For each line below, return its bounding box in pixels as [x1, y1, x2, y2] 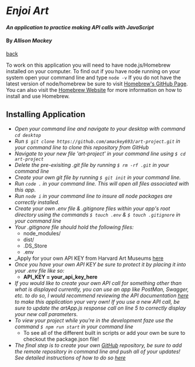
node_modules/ [23, 229, 61, 236]
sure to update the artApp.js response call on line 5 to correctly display [14, 304, 186, 311]
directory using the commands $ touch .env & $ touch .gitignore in [14, 211, 181, 218]
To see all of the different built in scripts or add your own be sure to [23, 329, 186, 336]
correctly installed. [14, 198, 60, 205]
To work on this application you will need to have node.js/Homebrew [6, 61, 171, 68]
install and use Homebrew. [6, 92, 70, 100]
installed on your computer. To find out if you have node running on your [6, 67, 180, 74]
